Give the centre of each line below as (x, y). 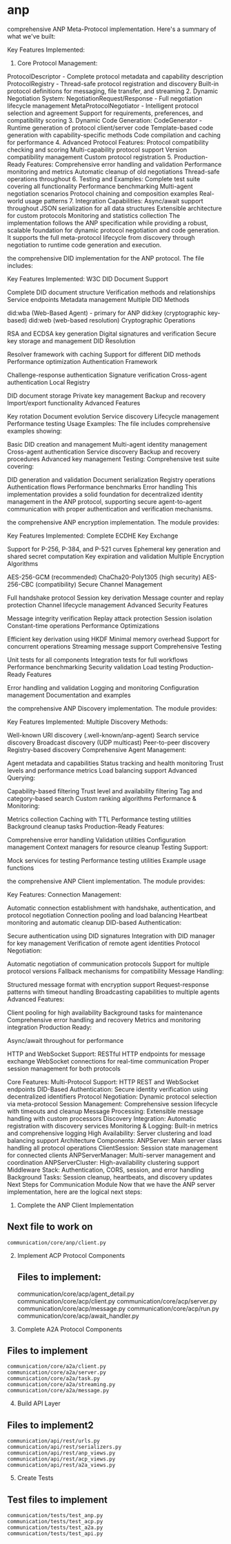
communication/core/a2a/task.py (53, 1379)
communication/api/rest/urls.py (53, 1441)
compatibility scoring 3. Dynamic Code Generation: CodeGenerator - (105, 120)
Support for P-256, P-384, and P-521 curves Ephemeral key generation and (114, 549)
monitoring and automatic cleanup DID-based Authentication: (94, 922)
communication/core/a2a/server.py (57, 1373)
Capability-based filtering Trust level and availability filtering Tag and (105, 791)
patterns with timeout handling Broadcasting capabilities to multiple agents (113, 992)
